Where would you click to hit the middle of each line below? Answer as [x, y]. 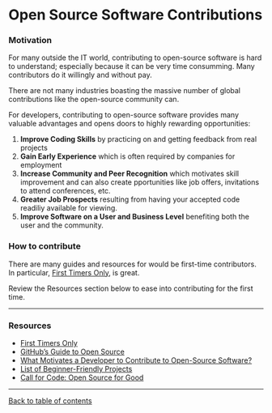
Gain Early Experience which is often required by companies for [127, 156]
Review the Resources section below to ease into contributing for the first [131, 288]
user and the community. [62, 225]
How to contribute [45, 246]
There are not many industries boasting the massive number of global [125, 91]
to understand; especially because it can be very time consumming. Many [132, 66]
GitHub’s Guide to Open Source [72, 352]
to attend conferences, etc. [65, 191]
